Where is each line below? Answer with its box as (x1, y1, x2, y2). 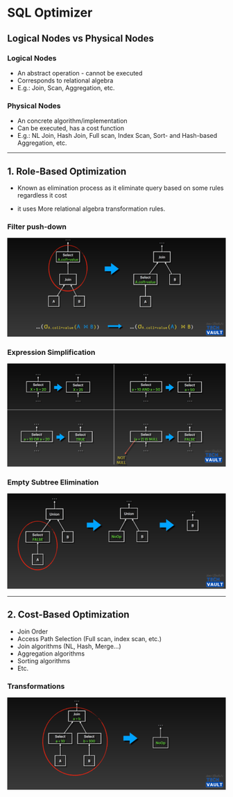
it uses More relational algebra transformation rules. (17, 204, 166, 213)
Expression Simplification (7, 347, 96, 357)
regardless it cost (17, 191, 67, 199)
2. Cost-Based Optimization (7, 608, 130, 621)
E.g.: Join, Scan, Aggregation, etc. (17, 83, 115, 91)
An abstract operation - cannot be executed (17, 69, 143, 77)
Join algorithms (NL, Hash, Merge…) (17, 642, 121, 650)
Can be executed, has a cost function (17, 124, 125, 132)
